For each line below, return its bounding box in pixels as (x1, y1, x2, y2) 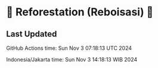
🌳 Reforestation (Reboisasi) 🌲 (6, 5, 154, 19)
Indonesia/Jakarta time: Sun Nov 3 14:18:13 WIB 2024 (6, 56, 138, 63)
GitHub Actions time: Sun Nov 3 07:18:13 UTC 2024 (6, 44, 132, 51)
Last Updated (6, 29, 57, 39)
